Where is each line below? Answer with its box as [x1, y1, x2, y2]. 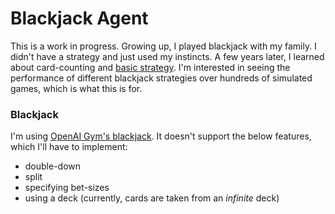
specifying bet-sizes [24, 182, 110, 194]
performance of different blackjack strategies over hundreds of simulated [10, 72, 313, 84]
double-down [24, 160, 82, 172]
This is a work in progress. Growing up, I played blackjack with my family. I [10, 40, 317, 52]
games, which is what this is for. [10, 82, 143, 94]
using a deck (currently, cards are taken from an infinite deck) [24, 192, 280, 204]
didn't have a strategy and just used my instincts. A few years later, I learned [10, 50, 325, 62]
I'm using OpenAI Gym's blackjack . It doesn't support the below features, [10, 130, 312, 142]
